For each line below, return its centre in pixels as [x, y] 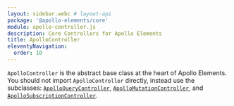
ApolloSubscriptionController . [53, 95]
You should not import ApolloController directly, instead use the [101, 80]
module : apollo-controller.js [52, 27]
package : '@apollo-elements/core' [58, 20]
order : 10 [28, 53]
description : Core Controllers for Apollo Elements [85, 33]
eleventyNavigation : [38, 46]
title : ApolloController [44, 40]
